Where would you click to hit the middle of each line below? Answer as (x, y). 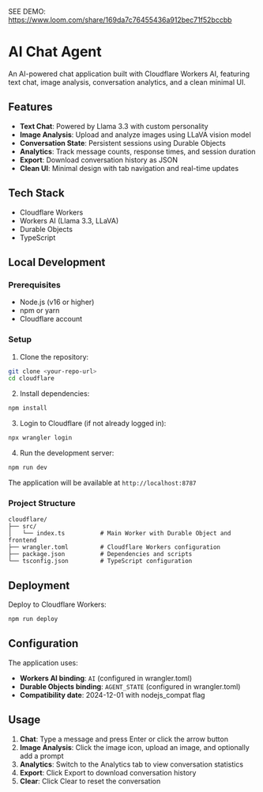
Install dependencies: (54, 394)
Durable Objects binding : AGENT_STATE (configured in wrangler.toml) (130, 686)
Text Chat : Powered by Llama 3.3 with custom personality (114, 126)
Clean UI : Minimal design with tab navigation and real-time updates (129, 168)
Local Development (57, 262)
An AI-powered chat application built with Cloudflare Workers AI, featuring (129, 74)
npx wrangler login (40, 438)
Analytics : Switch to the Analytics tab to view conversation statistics (131, 764)
